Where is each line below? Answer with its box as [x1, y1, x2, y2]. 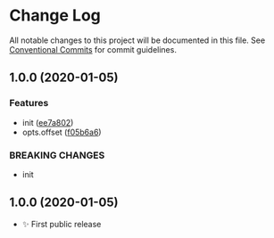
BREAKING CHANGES [9, 149, 105, 161]
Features [9, 97, 49, 110]
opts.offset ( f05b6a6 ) [21, 127, 102, 137]
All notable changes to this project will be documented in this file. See [9, 35, 266, 45]
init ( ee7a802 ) [21, 117, 74, 127]
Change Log [9, 5, 101, 26]
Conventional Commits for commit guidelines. [9, 44, 177, 54]
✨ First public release [21, 218, 102, 229]
